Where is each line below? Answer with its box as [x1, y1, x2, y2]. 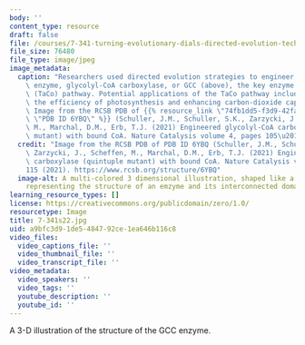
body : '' [9, 13, 43, 23]
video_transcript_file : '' [17, 258, 120, 268]
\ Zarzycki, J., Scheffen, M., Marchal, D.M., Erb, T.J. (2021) [25, 148, 274, 157]
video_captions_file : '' [17, 241, 112, 251]
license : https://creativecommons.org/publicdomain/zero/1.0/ [9, 199, 250, 209]
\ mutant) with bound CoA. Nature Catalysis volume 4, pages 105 [25, 132, 279, 141]
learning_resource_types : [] [9, 191, 120, 200]
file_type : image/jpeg [9, 55, 95, 64]
